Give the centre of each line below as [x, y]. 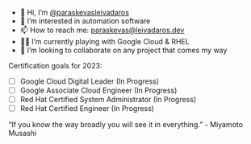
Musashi [23, 134]
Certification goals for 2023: [55, 66]
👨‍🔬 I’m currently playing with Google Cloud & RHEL [105, 41]
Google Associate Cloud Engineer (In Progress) [98, 91]
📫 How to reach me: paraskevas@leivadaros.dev [102, 30]
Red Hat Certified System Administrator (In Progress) [108, 100]
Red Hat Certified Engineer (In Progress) [87, 109]
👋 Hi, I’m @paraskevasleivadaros [74, 12]
